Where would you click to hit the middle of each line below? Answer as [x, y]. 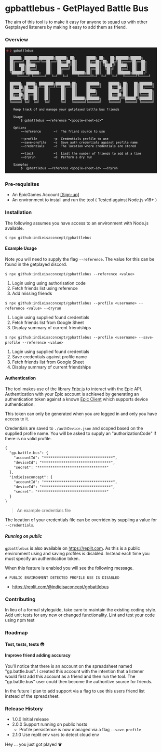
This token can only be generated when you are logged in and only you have [81, 414]
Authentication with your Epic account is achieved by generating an [72, 394]
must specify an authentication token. [42, 559]
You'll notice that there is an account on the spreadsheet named [69, 666]
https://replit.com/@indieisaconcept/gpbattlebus [60, 587]
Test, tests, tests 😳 [25, 644]
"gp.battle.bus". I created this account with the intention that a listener [74, 672]
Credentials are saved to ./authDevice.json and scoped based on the [74, 428]
